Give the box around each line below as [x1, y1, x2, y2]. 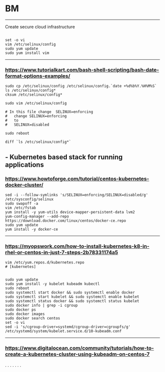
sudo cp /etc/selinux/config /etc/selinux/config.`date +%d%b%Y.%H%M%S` [5, 84, 157, 89]
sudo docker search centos [5, 316, 60, 321]
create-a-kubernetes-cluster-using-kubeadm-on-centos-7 [5, 351, 150, 358]
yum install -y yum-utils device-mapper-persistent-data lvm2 [5, 210, 135, 214]
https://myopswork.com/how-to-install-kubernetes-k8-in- [5, 242, 150, 249]
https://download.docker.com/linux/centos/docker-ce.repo [5, 218, 126, 223]
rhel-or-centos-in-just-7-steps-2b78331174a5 [5, 249, 118, 256]
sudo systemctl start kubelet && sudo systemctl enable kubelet [5, 294, 139, 299]
